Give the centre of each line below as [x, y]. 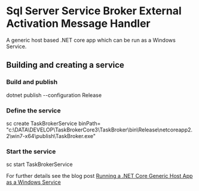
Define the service [33, 110]
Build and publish [32, 82]
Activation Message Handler [78, 24]
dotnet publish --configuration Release [54, 95]
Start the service [31, 151]
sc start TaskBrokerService [39, 164]
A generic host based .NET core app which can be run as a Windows [91, 40]
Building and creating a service [65, 65]
